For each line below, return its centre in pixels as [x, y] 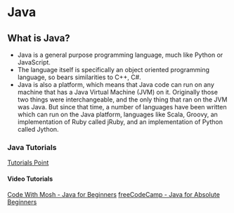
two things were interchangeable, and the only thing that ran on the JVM [122, 99]
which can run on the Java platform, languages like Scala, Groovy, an [117, 114]
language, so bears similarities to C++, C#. [79, 77]
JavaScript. [34, 62]
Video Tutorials [30, 179]
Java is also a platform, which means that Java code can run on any [116, 84]
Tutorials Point [28, 163]
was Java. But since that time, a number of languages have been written [122, 107]
